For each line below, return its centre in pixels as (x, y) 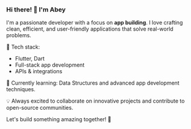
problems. (19, 35)
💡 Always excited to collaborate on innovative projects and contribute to (95, 101)
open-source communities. (40, 108)
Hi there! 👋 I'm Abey (36, 10)
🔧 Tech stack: (23, 47)
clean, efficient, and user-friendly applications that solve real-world (90, 29)
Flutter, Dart (30, 59)
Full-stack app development (50, 65)
